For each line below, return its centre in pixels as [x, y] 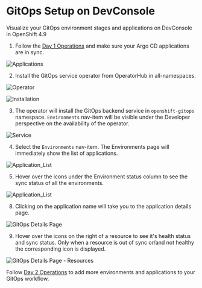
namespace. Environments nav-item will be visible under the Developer [103, 117]
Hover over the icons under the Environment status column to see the [101, 177]
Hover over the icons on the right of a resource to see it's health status [103, 236]
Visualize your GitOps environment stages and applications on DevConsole [99, 28]
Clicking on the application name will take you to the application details [103, 206]
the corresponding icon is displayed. [60, 249]
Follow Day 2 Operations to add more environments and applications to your [101, 272]
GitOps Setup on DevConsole [81, 11]
